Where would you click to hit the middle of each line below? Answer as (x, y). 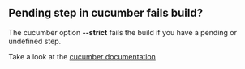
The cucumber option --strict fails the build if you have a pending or (123, 32)
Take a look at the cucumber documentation (82, 56)
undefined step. (35, 41)
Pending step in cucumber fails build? (106, 13)
